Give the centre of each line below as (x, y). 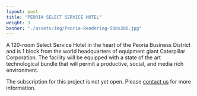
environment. (22, 70)
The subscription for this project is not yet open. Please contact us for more (99, 82)
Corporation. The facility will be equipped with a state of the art (84, 57)
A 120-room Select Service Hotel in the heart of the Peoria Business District (99, 45)
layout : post (22, 12)
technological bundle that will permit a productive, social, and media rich (95, 64)
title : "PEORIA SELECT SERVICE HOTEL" (54, 17)
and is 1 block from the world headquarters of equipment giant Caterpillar (96, 52)
